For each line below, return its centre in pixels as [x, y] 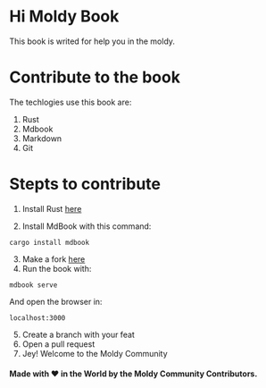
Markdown [42, 138]
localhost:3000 [37, 318]
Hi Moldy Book [64, 17]
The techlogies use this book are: [71, 102]
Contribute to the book [95, 77]
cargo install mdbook [50, 242]
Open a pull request [58, 344]
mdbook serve [33, 285]
